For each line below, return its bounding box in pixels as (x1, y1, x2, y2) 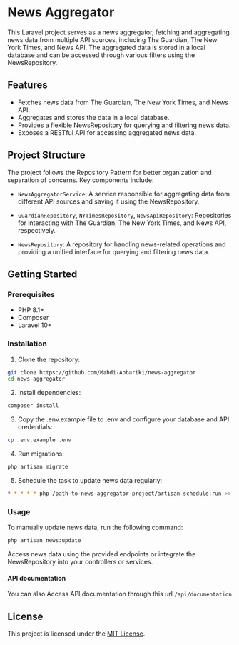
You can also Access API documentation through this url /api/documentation (7, 590, 232, 599)
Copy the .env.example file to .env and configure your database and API (17, 415, 230, 424)
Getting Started (7, 268, 78, 280)
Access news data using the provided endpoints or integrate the (7, 549, 196, 558)
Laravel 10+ (17, 321, 52, 329)
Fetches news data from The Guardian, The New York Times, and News (17, 98, 229, 106)
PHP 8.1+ (17, 306, 45, 314)
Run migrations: (17, 449, 64, 458)
